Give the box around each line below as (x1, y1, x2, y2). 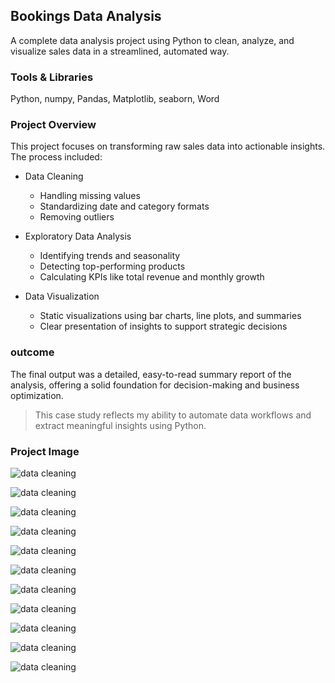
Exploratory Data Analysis (24, 230, 132, 243)
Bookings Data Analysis (10, 8, 162, 25)
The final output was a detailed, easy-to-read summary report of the (10, 368, 292, 380)
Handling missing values (39, 190, 141, 202)
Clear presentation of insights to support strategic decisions (39, 320, 288, 333)
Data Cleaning (24, 170, 84, 183)
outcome (10, 345, 55, 359)
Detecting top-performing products (39, 260, 186, 273)
